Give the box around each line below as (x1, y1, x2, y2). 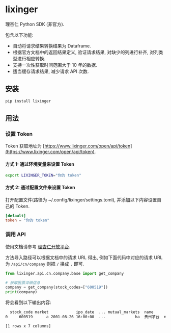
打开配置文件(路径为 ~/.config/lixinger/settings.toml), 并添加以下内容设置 (5, 196, 157, 202)
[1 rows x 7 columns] (5, 323, 51, 328)
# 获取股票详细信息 (5, 280, 41, 285)
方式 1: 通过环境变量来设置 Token (5, 161, 75, 167)
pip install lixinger (5, 98, 51, 104)
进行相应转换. (17, 55, 46, 62)
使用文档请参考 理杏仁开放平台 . (5, 243, 70, 249)
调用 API (5, 231, 26, 238)
